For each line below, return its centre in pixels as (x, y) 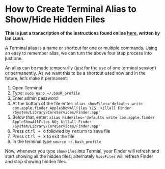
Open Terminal (27, 87)
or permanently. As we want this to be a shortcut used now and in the (75, 73)
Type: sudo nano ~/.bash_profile (46, 93)
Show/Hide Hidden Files (55, 19)
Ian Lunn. (15, 38)
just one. (14, 58)
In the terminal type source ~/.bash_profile (57, 141)
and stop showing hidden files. (36, 161)
